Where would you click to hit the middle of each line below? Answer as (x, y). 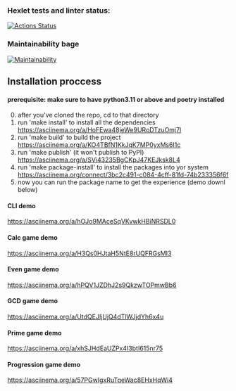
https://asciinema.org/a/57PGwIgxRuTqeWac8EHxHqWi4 (90, 380)
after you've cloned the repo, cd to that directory (88, 115)
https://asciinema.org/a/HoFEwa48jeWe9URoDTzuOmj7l (99, 130)
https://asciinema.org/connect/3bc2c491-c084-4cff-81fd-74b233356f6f (123, 175)
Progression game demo (44, 364)
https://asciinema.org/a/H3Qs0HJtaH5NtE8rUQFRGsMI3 (89, 253)
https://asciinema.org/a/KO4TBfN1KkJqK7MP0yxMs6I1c (99, 145)
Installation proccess (55, 81)
